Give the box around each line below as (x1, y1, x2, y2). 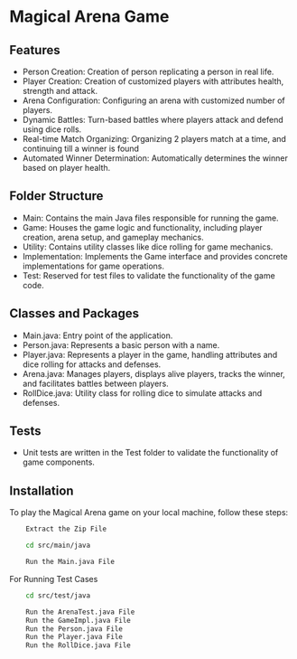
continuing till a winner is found (22, 143, 140, 154)
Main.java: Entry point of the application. (22, 330, 173, 341)
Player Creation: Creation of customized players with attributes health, (22, 76, 284, 87)
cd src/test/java (25, 590, 91, 600)
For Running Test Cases (9, 573, 98, 584)
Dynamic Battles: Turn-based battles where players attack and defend (22, 115, 284, 125)
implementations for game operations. (22, 260, 165, 271)
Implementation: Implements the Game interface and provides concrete (22, 250, 288, 261)
